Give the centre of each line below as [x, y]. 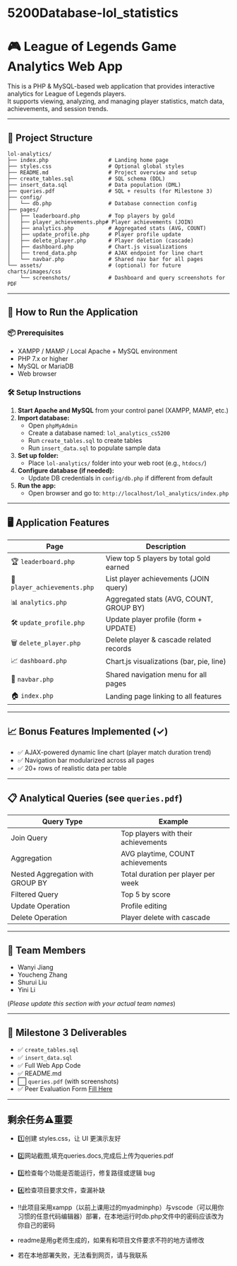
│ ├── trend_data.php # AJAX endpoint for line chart [105, 253]
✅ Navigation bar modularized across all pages [86, 760]
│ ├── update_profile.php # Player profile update [94, 234]
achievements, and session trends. [58, 109]
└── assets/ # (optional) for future [94, 265]
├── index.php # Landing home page [88, 160]
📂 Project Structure [50, 138]
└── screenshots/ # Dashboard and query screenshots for [123, 277]
